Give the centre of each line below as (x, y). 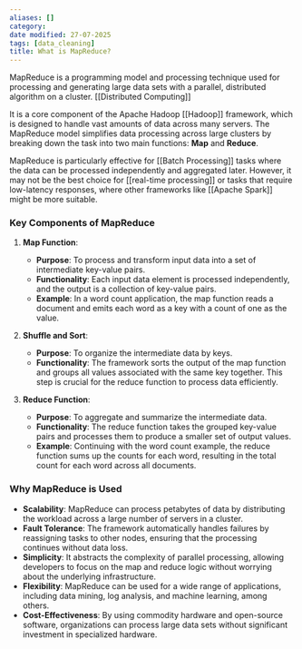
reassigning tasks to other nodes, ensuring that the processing (140, 537)
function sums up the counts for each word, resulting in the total (156, 456)
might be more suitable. (54, 200)
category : (28, 26)
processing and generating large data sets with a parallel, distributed (138, 87)
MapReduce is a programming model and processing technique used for (145, 77)
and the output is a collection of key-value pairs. (126, 289)
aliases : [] (32, 18)
